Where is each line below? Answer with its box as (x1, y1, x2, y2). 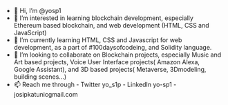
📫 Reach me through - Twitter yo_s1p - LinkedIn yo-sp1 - (13, 80, 177, 88)
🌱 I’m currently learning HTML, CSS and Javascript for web (13, 36, 182, 44)
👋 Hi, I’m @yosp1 (13, 7, 61, 15)
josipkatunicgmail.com (13, 90, 78, 98)
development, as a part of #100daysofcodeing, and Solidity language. (13, 44, 212, 51)
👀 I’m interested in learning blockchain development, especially (13, 14, 193, 22)
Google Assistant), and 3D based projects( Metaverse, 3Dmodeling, (13, 66, 207, 73)
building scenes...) (13, 73, 67, 81)
